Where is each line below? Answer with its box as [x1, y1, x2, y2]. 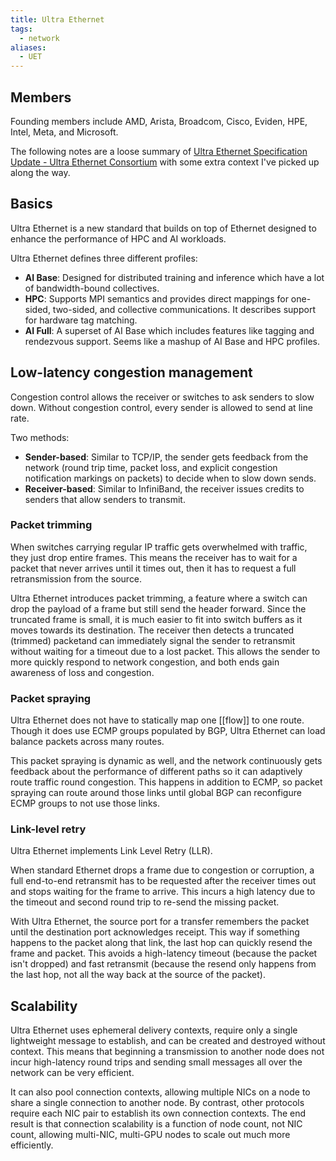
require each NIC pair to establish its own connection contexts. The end [10, 1107, 307, 1120]
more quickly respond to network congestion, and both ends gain [10, 656, 280, 668]
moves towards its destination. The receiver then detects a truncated [10, 624, 295, 636]
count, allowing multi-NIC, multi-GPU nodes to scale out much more [10, 1129, 291, 1141]
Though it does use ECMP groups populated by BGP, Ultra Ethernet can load [10, 725, 326, 737]
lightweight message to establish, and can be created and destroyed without [10, 1035, 326, 1047]
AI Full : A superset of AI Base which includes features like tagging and [24, 324, 315, 336]
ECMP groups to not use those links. [10, 797, 160, 810]
